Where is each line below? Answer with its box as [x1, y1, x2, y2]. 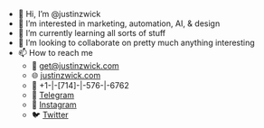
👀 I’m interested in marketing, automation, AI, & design [17, 18, 221, 29]
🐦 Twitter [31, 109, 70, 120]
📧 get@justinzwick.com [31, 60, 119, 71]
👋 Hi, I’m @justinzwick [17, 9, 101, 19]
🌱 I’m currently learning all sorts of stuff [17, 28, 166, 38]
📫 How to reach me [17, 48, 93, 58]
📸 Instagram [31, 99, 77, 110]
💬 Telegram [31, 90, 75, 100]
